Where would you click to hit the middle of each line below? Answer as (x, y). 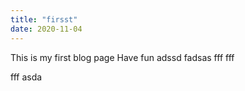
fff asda (26, 77)
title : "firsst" (44, 19)
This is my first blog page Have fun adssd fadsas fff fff (122, 57)
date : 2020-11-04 (46, 29)
